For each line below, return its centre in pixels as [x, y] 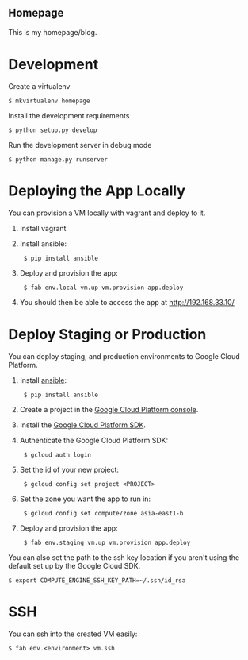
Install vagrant [43, 228]
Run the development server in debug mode [80, 145]
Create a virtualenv [39, 86]
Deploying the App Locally [97, 191]
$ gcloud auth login [57, 455]
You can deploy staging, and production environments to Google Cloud [124, 356]
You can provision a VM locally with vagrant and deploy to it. [107, 213]
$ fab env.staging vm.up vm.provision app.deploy [107, 542]
